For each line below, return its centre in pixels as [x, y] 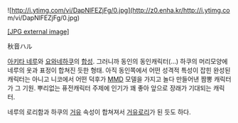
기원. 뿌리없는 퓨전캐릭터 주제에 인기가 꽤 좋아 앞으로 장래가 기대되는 [117, 88]
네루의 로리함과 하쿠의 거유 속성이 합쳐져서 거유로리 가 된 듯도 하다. [99, 112]
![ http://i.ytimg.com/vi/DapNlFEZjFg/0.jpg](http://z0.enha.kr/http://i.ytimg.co [119, 10]
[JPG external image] [38, 32]
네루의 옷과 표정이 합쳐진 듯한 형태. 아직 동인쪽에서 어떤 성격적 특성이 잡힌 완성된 [119, 70]
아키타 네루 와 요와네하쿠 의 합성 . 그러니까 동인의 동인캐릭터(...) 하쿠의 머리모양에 [118, 61]
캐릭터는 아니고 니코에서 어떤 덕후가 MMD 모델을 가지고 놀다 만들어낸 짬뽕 [110, 79]
